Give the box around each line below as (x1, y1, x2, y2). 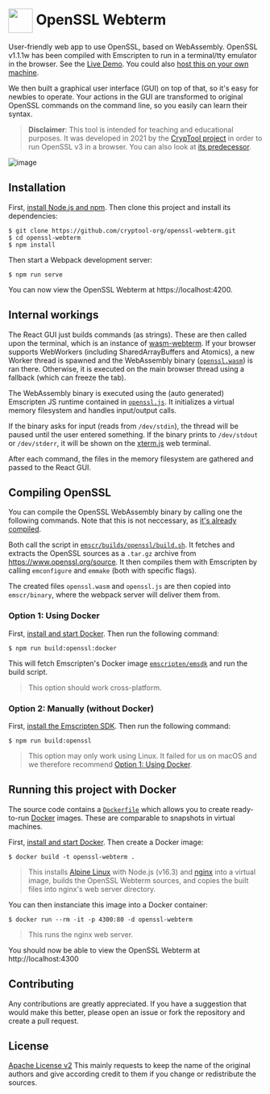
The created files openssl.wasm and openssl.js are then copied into (8, 582, 231, 591)
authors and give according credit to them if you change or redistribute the (8, 1069, 256, 1079)
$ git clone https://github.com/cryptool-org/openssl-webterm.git (8, 226, 236, 234)
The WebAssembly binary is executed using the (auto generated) (8, 388, 224, 398)
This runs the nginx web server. (27, 929, 134, 939)
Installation (8, 181, 66, 195)
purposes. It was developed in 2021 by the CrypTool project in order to (27, 133, 263, 143)
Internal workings (8, 308, 99, 322)
